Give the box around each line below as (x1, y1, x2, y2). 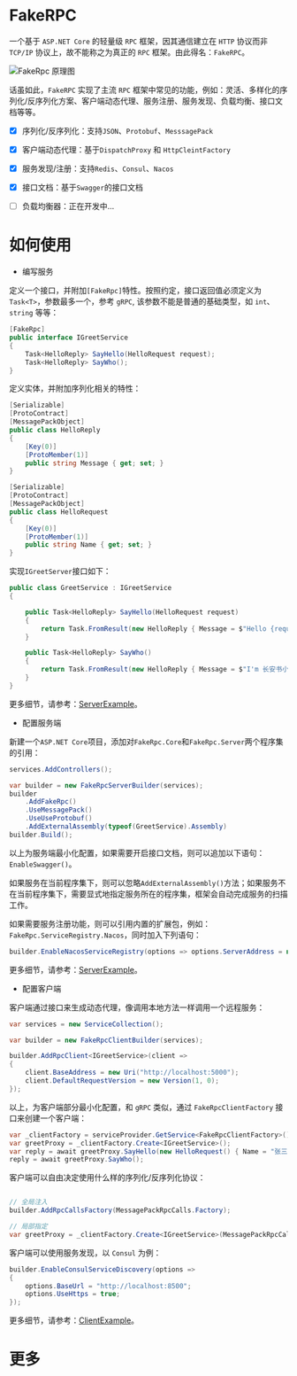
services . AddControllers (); (9, 765, 113, 774)
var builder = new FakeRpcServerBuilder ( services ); (9, 781, 203, 789)
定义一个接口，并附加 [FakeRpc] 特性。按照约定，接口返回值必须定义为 (9, 285, 263, 296)
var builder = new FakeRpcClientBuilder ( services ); (9, 1036, 203, 1045)
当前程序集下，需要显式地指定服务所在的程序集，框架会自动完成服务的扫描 (16, 888, 288, 899)
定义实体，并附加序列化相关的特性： (9, 383, 141, 394)
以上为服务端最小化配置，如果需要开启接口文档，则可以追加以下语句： (9, 847, 265, 858)
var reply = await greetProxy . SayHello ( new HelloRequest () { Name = (9, 1147, 267, 1156)
